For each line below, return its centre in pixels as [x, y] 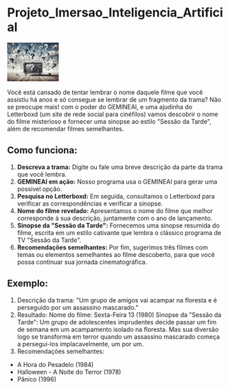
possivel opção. [39, 189]
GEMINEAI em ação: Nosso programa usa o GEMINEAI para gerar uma [117, 181]
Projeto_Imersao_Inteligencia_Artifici [115, 13]
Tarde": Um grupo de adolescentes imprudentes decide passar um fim [117, 322]
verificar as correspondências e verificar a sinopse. [90, 203]
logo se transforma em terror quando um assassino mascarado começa [118, 336]
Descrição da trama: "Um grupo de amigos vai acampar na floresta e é [117, 300]
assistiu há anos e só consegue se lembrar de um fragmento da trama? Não [114, 99]
